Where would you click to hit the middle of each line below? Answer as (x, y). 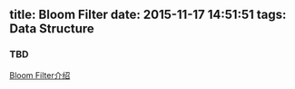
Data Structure (52, 29)
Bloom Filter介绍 (40, 75)
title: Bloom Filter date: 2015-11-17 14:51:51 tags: (148, 15)
